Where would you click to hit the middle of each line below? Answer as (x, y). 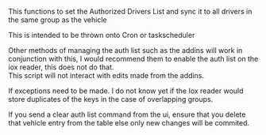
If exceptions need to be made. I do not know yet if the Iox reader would (126, 91)
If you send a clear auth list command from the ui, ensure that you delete (127, 114)
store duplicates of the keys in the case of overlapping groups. (111, 99)
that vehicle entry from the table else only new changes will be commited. (129, 123)
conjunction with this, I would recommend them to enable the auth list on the (133, 59)
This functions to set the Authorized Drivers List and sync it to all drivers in (130, 11)
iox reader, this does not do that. (61, 67)
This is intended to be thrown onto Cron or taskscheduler (102, 35)
